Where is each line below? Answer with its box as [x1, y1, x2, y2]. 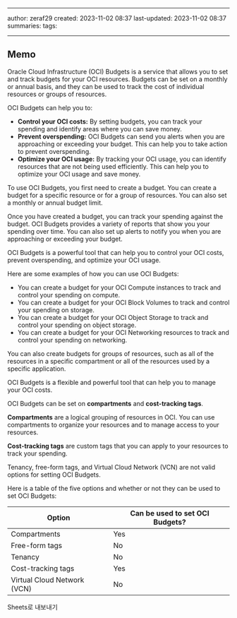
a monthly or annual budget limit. [7, 198, 104, 207]
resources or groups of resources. [7, 90, 107, 98]
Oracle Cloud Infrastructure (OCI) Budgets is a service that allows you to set [7, 67, 229, 76]
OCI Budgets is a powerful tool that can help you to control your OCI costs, [7, 248, 224, 256]
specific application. [7, 364, 66, 373]
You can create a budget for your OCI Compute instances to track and [17, 283, 221, 292]
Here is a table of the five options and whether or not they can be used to [7, 484, 221, 492]
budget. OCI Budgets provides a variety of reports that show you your [7, 220, 210, 228]
